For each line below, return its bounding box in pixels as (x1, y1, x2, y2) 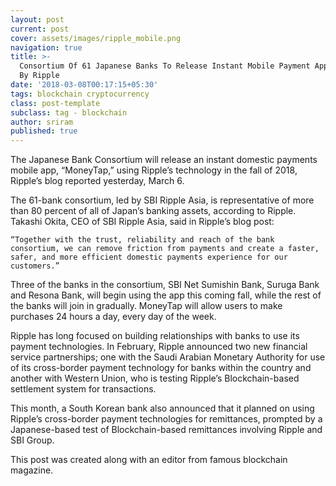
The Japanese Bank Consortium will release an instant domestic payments (10, 154, 318, 166)
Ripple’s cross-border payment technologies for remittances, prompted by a (10, 413, 323, 425)
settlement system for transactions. (10, 383, 157, 395)
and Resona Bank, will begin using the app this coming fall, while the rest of (10, 289, 322, 301)
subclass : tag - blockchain (10, 107, 128, 118)
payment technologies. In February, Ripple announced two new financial (10, 341, 308, 353)
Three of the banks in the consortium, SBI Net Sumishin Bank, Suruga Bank (10, 279, 320, 291)
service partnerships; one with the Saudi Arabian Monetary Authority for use (10, 351, 326, 363)
